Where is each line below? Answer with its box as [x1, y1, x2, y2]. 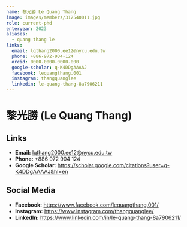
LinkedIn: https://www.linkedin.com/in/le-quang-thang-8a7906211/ [14, 214, 182, 221]
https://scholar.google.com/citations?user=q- [57, 162, 170, 168]
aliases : [6, 31, 28, 37]
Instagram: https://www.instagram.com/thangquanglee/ [14, 207, 154, 214]
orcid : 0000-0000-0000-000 [11, 59, 79, 65]
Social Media [6, 185, 56, 195]
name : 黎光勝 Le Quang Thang [6, 8, 77, 15]
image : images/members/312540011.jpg [6, 14, 101, 20]
